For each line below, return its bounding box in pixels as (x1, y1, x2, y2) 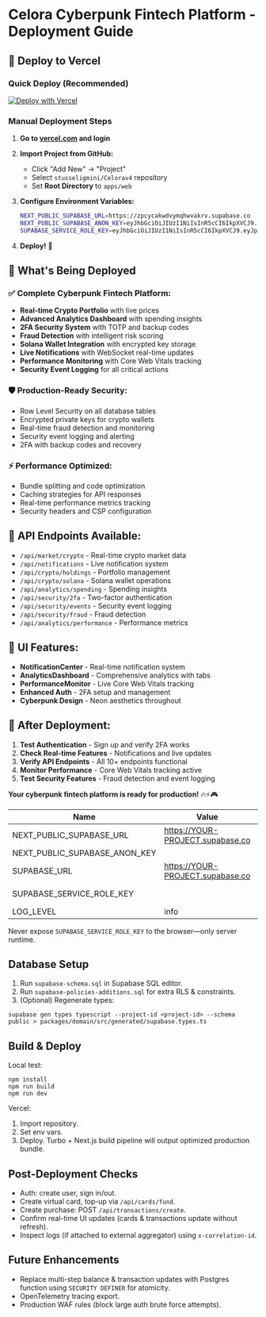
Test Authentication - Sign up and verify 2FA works (19, 739, 190, 749)
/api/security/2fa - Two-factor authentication (19, 593, 173, 602)
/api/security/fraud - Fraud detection (19, 609, 146, 619)
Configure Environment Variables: (19, 197, 135, 206)
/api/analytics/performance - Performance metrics (19, 617, 188, 628)
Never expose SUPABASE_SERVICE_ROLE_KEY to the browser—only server (8, 926, 237, 935)
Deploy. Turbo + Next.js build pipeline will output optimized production (19, 1136, 250, 1146)
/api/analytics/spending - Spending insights (19, 584, 168, 593)
